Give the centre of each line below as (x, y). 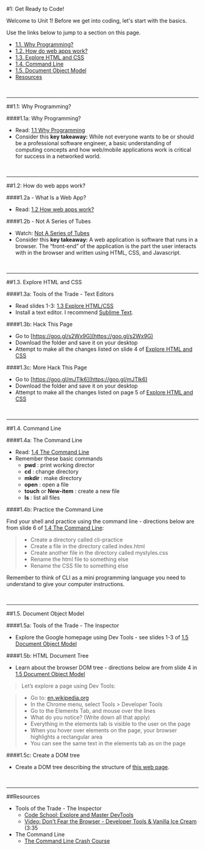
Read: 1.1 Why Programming (50, 130)
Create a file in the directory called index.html (88, 546)
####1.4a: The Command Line (45, 440)
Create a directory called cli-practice (77, 540)
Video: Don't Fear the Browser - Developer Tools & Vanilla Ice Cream (110, 821)
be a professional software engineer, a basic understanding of (93, 143)
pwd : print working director (59, 465)
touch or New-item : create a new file (72, 491)
